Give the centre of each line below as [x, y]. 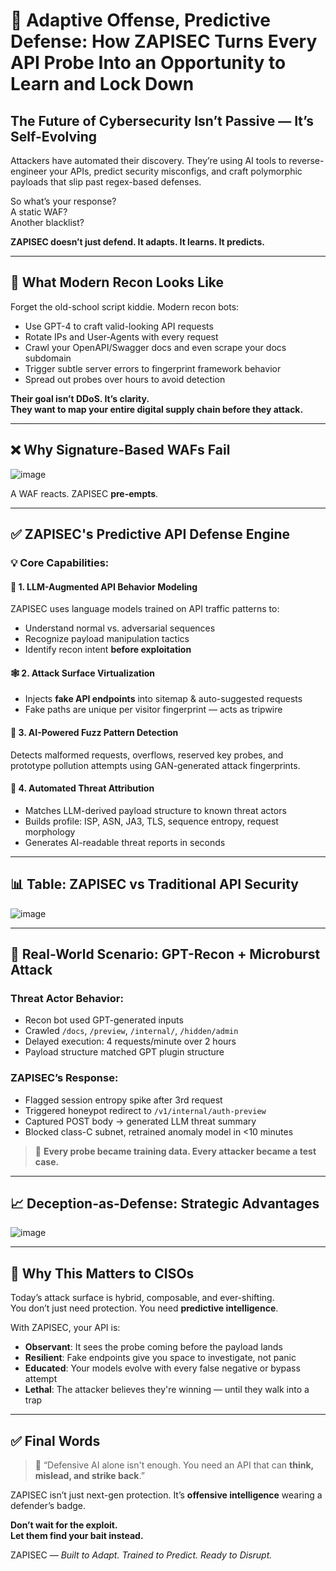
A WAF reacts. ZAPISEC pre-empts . [84, 493]
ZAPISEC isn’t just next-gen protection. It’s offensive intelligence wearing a [166, 1495]
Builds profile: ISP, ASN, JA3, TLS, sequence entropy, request [151, 821]
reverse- [306, 160]
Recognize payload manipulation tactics [107, 639]
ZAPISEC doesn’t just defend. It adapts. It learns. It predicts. [137, 242]
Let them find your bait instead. [77, 1535]
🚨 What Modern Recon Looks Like [117, 282]
